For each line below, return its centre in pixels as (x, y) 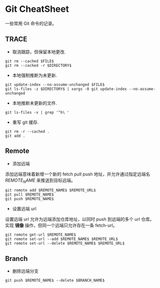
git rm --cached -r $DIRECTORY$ (38, 65)
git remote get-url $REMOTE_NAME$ (41, 235)
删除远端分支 (25, 271)
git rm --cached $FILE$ (30, 61)
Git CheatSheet (37, 9)
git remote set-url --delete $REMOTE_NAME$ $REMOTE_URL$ (65, 244)
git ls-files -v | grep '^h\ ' (37, 112)
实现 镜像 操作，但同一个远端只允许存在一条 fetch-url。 (61, 225)
